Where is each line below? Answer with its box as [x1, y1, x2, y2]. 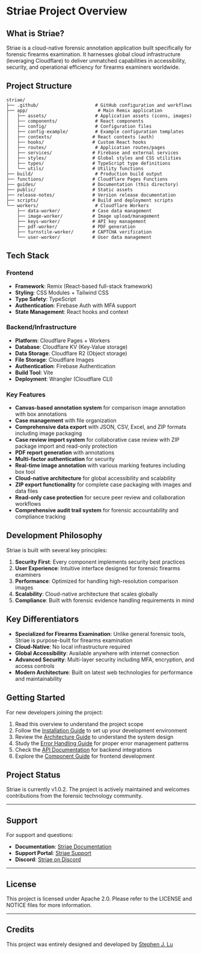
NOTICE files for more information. [6, 901, 92, 909]
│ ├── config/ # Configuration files [6, 123, 152, 129]
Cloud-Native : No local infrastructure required [14, 643, 130, 650]
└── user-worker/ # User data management [17, 234, 152, 240]
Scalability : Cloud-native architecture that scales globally [14, 590, 158, 597]
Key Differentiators [6, 614, 79, 625]
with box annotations [14, 410, 67, 418]
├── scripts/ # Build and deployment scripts [6, 197, 173, 203]
